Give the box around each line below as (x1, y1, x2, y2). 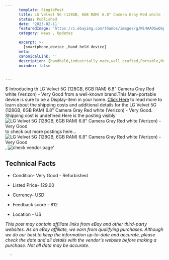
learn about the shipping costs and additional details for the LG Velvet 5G (5, 102, 157, 108)
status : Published (18, 17, 57, 22)
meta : (18, 49, 30, 54)
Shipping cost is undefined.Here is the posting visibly (5, 112, 116, 118)
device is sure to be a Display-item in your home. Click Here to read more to (5, 96, 162, 103)
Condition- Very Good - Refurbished (12, 172, 88, 178)
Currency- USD (12, 192, 45, 198)
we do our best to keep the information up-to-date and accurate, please (5, 231, 155, 237)
